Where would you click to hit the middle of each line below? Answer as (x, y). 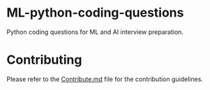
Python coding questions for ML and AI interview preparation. (95, 32)
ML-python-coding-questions (95, 13)
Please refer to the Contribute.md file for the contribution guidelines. (105, 79)
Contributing (44, 60)
